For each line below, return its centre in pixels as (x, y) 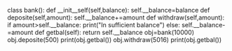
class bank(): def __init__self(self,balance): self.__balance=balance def (109, 10)
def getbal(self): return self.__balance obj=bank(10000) (115, 32)
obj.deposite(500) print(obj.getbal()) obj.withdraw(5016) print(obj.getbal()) (115, 40)
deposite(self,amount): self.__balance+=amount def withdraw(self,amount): (116, 17)
